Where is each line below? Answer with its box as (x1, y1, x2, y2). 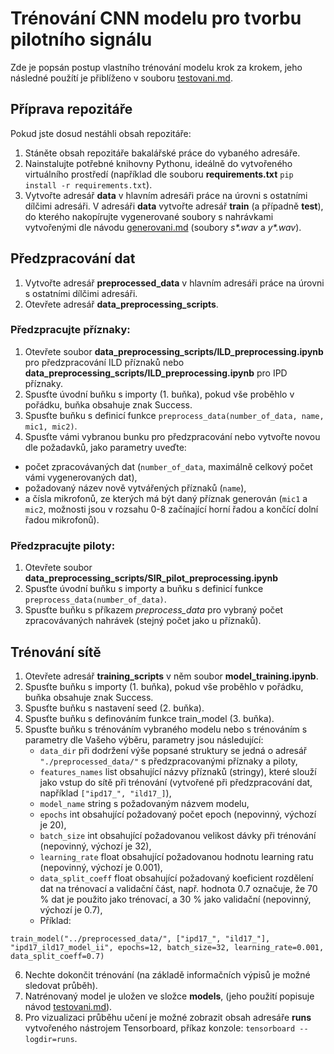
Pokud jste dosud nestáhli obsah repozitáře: (10, 127, 192, 139)
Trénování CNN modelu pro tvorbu (10, 7, 302, 30)
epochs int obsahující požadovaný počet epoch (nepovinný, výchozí (39, 808, 317, 820)
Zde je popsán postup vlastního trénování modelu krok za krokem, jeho (10, 61, 303, 73)
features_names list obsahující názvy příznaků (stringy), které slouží (39, 765, 317, 777)
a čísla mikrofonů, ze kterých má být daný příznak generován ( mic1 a (24, 492, 308, 504)
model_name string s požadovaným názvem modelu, (39, 797, 250, 809)
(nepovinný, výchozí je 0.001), (39, 861, 163, 873)
